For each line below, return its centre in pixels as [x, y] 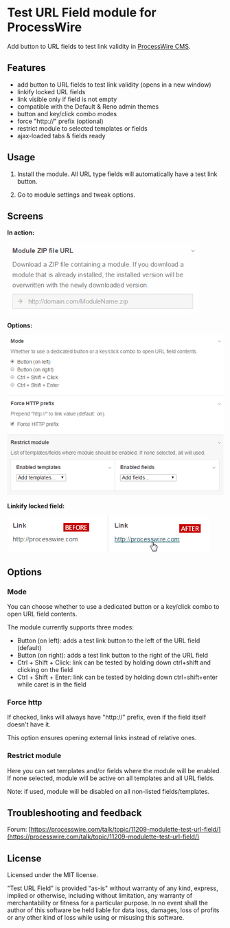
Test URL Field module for [82, 13]
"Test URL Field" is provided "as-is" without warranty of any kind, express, [113, 888]
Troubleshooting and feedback [74, 813]
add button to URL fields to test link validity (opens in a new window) [114, 85]
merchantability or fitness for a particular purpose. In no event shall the [107, 903]
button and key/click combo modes [67, 114]
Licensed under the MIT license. [53, 875]
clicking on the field [45, 670]
